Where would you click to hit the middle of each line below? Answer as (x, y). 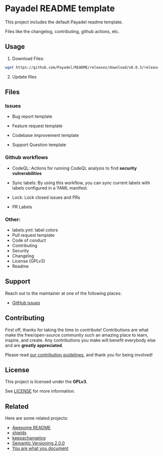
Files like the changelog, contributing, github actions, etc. (62, 31)
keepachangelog (29, 438)
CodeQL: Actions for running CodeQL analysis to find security (74, 168)
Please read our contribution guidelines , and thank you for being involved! (79, 355)
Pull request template (33, 235)
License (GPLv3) (29, 261)
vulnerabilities (27, 173)
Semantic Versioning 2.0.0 (38, 443)
